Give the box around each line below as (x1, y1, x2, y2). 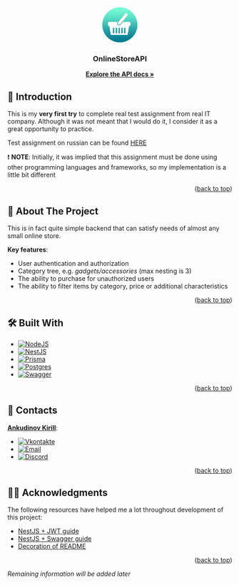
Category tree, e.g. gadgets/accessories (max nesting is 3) (17, 266, 192, 275)
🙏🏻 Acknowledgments (7, 487, 108, 499)
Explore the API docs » (85, 70, 155, 78)
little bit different (7, 170, 56, 180)
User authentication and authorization (17, 259, 130, 267)
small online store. (7, 231, 61, 240)
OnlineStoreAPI (92, 53, 148, 63)
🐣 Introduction (7, 90, 73, 103)
